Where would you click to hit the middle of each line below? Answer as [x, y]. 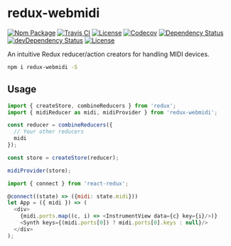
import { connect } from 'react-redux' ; [68, 183]
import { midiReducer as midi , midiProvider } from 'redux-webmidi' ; [113, 112]
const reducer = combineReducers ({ [60, 125]
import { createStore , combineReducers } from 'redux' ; [92, 106]
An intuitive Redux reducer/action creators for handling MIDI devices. [108, 54]
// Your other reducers [49, 132]
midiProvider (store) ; [39, 171]
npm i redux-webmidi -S [43, 67]
